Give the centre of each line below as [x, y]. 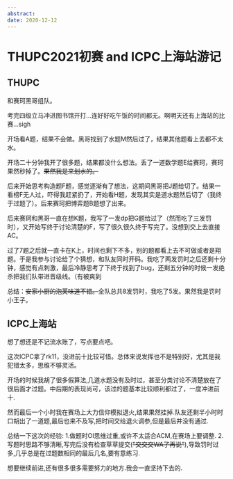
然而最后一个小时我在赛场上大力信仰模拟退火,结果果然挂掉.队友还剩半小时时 [115, 412]
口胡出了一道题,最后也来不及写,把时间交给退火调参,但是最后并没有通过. [108, 421]
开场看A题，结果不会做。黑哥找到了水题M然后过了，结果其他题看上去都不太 [115, 139]
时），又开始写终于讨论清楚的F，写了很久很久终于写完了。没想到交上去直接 [114, 226]
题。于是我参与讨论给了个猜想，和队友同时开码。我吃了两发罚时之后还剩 [110, 259]
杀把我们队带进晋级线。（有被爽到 [54, 276]
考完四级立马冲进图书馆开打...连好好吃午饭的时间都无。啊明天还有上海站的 [113, 115]
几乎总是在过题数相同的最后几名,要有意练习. [78, 453]
